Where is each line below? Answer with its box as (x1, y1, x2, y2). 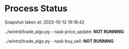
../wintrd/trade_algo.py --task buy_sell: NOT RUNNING (4, 38, 114, 44)
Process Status (4, 3, 68, 14)
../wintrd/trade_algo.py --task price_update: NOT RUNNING (4, 28, 124, 34)
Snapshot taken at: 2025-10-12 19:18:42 (4, 19, 85, 25)
